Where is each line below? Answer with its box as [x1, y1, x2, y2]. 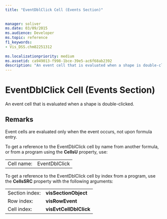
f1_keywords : [5, 40, 32, 45]
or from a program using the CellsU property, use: [5, 149, 108, 155]
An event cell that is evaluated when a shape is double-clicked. [5, 101, 134, 107]
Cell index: [7, 206, 32, 213]
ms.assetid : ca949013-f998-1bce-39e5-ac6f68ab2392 [5, 58, 112, 63]
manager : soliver [5, 21, 41, 26]
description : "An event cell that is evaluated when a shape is [5, 63, 141, 68]
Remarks [5, 115, 34, 124]
